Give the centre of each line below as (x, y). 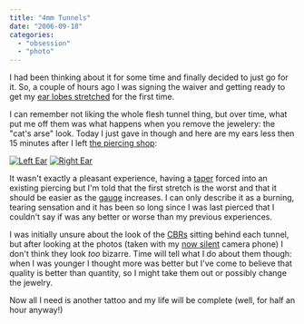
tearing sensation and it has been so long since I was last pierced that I (142, 207)
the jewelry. (31, 283)
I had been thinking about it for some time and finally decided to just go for (149, 77)
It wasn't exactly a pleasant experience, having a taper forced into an (138, 179)
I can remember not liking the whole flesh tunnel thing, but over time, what (148, 114)
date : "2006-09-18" (46, 26)
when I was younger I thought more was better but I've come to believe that (151, 263)
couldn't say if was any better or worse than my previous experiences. (141, 217)
